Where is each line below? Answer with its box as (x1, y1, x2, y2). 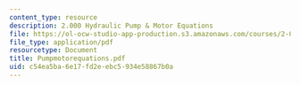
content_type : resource (9, 12, 98, 22)
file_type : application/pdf (9, 37, 114, 47)
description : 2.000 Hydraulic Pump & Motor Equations (9, 21, 214, 30)
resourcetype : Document (9, 46, 98, 55)
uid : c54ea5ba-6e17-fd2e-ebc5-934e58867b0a (9, 63, 174, 72)
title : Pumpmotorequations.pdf (9, 54, 126, 63)
